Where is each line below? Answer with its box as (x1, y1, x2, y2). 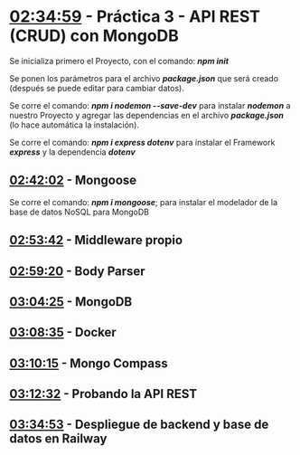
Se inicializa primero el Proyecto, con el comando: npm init (9, 55, 229, 66)
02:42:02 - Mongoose (9, 173, 137, 188)
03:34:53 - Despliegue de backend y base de (9, 417, 269, 432)
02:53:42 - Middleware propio (9, 232, 183, 248)
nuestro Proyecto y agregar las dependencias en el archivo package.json (9, 109, 285, 120)
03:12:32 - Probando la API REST (9, 386, 198, 402)
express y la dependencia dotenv (9, 147, 136, 157)
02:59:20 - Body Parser (9, 263, 146, 279)
